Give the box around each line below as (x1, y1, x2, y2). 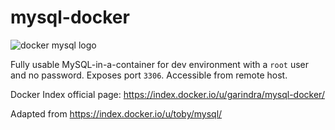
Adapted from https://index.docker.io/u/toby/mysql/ (10, 107, 223, 120)
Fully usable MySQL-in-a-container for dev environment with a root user (10, 58, 310, 70)
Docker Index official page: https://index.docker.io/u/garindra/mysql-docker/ (10, 88, 325, 100)
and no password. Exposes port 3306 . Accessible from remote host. (10, 69, 288, 81)
